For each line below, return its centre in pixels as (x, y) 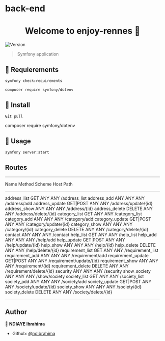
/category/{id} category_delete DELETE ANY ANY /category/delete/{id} (77, 229)
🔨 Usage (18, 141)
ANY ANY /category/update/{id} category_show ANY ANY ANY (69, 224)
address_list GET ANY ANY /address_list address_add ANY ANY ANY (75, 198)
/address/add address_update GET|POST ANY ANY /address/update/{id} (79, 203)
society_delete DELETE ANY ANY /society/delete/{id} (59, 292)
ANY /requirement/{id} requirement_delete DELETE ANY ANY (67, 266)
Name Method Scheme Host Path (39, 184)
